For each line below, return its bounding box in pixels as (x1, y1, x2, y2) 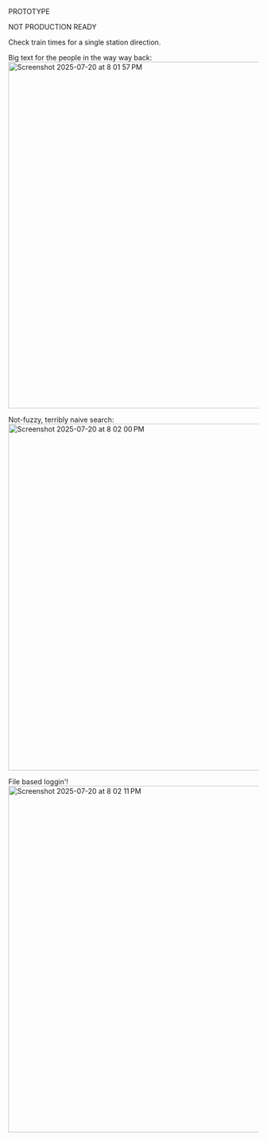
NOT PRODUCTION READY (8, 22, 97, 31)
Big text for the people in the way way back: (8, 53, 153, 62)
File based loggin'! (8, 777, 69, 786)
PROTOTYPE (8, 7, 50, 16)
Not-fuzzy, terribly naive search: (8, 415, 114, 424)
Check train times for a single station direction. (8, 37, 161, 47)
